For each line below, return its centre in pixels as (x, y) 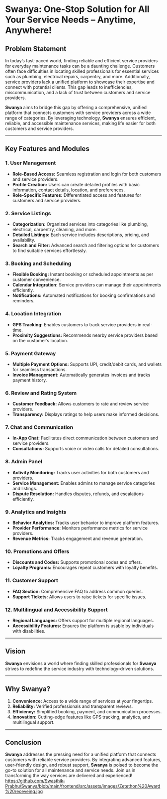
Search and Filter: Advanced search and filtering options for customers (86, 245)
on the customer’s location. (40, 340)
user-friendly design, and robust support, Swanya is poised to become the (82, 765)
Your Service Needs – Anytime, (71, 20)
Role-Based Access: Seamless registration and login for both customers (87, 174)
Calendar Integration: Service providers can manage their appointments (87, 285)
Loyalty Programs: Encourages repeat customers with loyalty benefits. (85, 568)
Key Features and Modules (47, 149)
